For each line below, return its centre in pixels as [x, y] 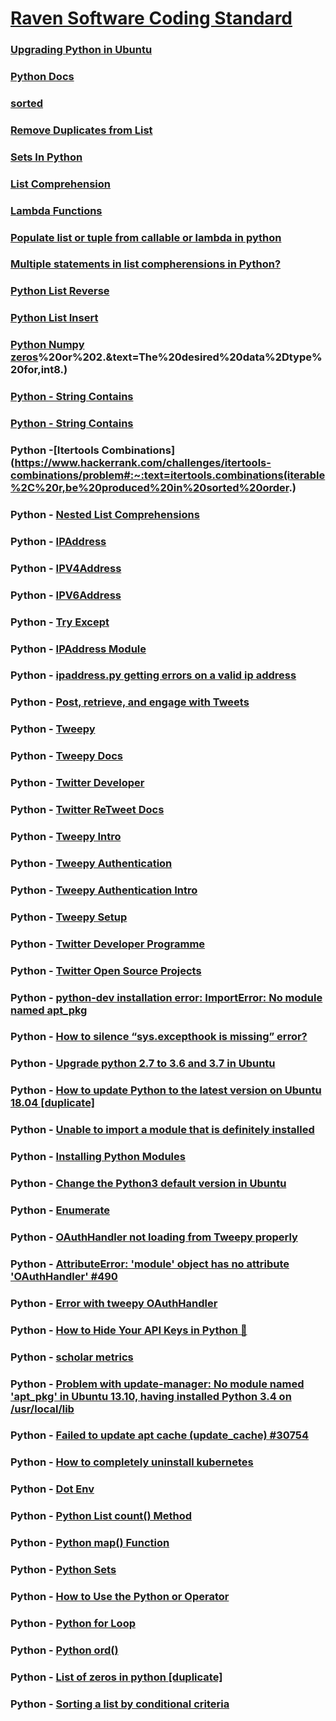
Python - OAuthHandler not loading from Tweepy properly [154, 1237]
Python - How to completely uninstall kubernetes [132, 1462]
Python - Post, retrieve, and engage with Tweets [130, 702]
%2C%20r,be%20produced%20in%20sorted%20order [150, 488]
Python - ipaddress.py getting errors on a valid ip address [153, 675]
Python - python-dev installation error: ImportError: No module [166, 997]
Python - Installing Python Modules [98, 1157]
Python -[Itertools [55, 450]
